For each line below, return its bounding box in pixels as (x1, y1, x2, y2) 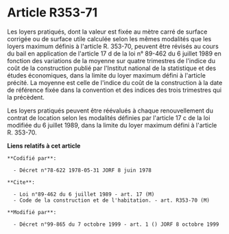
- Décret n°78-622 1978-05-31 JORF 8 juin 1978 (13, 167, 152, 174)
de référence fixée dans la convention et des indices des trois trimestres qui (7, 86, 222, 94)
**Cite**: (7, 178, 36, 186)
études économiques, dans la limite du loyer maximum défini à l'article (7, 71, 206, 80)
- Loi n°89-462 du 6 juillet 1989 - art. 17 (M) (13, 191, 155, 198)
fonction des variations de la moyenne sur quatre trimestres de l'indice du (7, 56, 216, 65)
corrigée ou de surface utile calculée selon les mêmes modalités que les (7, 34, 212, 43)
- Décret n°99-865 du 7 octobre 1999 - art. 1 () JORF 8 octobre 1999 (13, 221, 219, 228)
